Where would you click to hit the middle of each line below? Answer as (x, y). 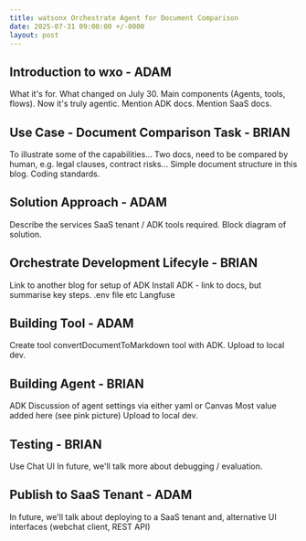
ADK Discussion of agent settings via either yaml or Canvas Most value (143, 406)
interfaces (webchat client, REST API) (80, 526)
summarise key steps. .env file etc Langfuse (92, 294)
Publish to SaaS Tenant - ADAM (101, 495)
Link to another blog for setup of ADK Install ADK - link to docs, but (136, 285)
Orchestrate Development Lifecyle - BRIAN (134, 263)
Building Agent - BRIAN (77, 383)
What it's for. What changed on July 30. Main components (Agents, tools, (148, 94)
